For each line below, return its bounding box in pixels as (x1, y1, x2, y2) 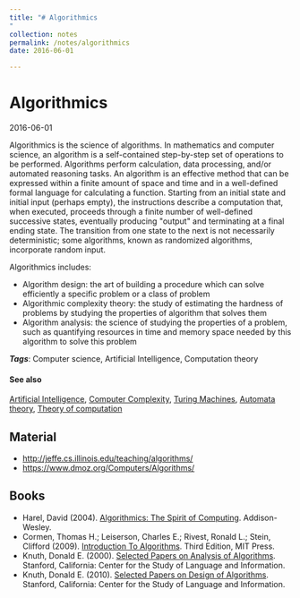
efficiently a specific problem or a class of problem (21, 288, 210, 300)
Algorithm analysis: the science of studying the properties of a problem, (21, 317, 288, 328)
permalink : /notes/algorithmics (9, 38, 130, 47)
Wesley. (21, 521, 52, 533)
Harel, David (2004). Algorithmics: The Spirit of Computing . (21, 512, 242, 523)
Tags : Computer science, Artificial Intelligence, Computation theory (9, 354, 259, 364)
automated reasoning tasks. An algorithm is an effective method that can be (9, 168, 289, 179)
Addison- (243, 512, 278, 523)
